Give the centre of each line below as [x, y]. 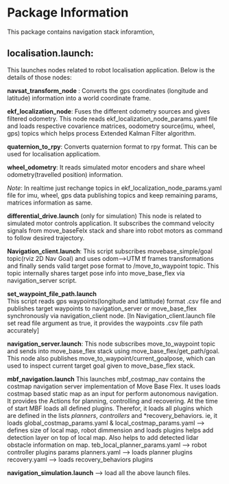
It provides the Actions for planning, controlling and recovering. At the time [112, 401]
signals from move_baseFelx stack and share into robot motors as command [115, 230]
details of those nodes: [39, 77]
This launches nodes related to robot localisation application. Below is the [111, 70]
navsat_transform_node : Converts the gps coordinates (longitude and [108, 90]
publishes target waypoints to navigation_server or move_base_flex [102, 308]
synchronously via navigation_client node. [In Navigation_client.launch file [111, 315]
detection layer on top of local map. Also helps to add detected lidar [103, 437]
